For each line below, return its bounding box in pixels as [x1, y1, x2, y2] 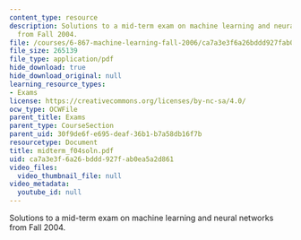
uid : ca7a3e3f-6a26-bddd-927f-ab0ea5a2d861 [9, 154, 175, 164]
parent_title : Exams [9, 113, 87, 122]
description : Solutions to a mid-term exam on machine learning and [9, 21, 271, 30]
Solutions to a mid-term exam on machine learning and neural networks [9, 212, 274, 223]
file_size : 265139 [9, 47, 78, 56]
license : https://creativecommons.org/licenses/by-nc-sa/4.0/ [9, 96, 246, 106]
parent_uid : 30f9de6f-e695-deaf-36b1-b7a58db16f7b [9, 130, 202, 139]
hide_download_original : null [9, 72, 123, 81]
